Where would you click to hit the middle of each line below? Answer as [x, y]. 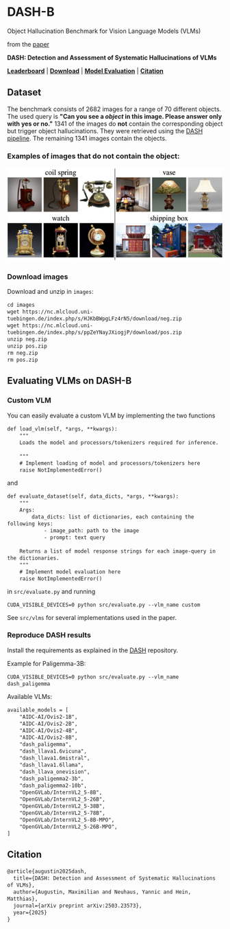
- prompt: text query [75, 537]
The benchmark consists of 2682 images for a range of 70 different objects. [114, 109]
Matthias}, [23, 899]
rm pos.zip [23, 360]
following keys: [30, 524]
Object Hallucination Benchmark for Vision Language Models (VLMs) [104, 31]
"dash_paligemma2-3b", [52, 779]
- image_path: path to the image [91, 530]
